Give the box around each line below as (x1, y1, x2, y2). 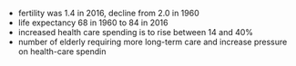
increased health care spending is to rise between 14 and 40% (17, 27, 253, 37)
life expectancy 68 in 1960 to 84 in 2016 (17, 17, 168, 28)
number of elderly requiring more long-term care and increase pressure (17, 36, 288, 47)
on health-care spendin (17, 46, 107, 57)
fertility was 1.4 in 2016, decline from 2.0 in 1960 (17, 8, 200, 18)
